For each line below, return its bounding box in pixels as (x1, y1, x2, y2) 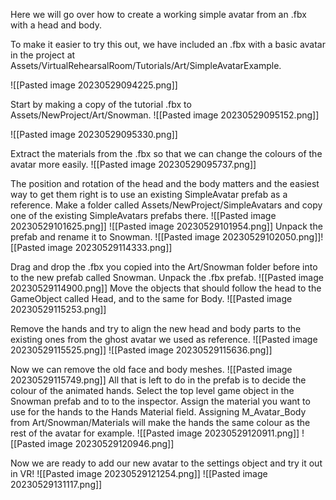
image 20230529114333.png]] (47, 242, 173, 253)
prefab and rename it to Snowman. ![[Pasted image (10, 231, 221, 243)
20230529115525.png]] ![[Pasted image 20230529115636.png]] (10, 344, 273, 356)
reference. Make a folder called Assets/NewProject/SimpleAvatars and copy (10, 199, 323, 211)
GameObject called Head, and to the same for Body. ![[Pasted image (10, 293, 293, 304)
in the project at (10, 49, 76, 61)
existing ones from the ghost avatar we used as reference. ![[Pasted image (10, 334, 318, 345)
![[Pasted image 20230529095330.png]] (10, 129, 178, 140)
